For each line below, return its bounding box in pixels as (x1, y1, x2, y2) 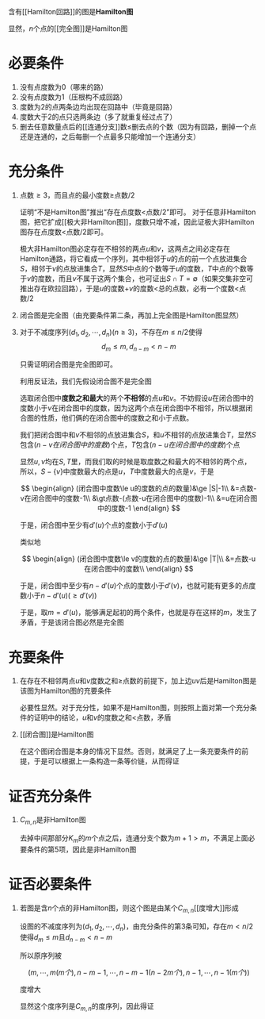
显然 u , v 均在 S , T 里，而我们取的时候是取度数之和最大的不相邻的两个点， (19, 457, 252, 467)
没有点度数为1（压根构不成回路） (19, 92, 127, 102)
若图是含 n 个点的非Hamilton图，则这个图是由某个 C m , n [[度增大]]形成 (19, 903, 239, 914)
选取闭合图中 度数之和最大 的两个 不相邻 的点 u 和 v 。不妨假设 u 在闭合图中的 (19, 394, 255, 403)
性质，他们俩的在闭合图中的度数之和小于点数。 (40, 413, 194, 423)
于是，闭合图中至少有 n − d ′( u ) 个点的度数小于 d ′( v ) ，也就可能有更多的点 (19, 581, 249, 590)
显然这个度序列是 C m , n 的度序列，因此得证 (19, 1002, 154, 1013)
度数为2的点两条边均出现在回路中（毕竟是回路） (19, 102, 177, 111)
